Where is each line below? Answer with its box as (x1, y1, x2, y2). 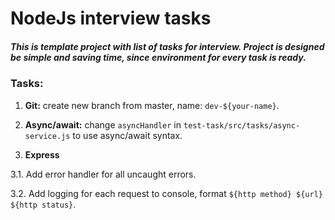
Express (24, 148, 60, 161)
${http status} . (10, 198, 77, 210)
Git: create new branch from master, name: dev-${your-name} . (24, 99, 280, 111)
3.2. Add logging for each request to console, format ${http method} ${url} (10, 187, 324, 199)
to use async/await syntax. (72, 129, 183, 141)
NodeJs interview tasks (10, 7, 212, 30)
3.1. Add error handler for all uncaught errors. (10, 168, 197, 180)
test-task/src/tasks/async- (183, 120, 301, 131)
